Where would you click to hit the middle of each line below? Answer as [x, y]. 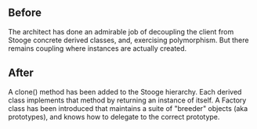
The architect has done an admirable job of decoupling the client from [121, 31]
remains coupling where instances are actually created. [98, 48]
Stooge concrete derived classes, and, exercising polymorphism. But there [128, 40]
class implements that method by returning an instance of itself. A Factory [127, 100]
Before [25, 13]
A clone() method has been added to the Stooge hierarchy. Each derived [125, 91]
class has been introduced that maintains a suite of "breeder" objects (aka [128, 108]
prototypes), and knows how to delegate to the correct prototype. [114, 116]
